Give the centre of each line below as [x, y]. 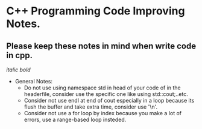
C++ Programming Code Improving [96, 11]
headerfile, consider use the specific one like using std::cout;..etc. [106, 94]
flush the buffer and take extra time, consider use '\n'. [91, 107]
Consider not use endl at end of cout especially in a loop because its [109, 100]
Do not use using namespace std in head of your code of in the [102, 88]
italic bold [19, 70]
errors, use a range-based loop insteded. [75, 119]
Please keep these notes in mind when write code [101, 46]
